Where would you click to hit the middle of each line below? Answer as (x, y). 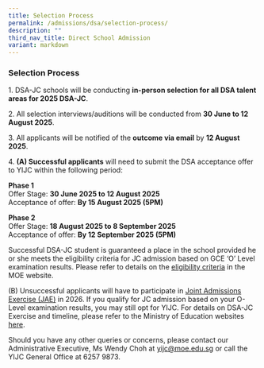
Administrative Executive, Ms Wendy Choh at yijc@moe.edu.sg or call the (128, 349)
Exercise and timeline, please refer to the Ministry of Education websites (126, 316)
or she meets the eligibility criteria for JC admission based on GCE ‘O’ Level (132, 258)
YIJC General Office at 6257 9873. (65, 357)
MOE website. (31, 276)
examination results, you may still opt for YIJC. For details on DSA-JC (140, 308)
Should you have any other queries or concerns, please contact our (119, 340)
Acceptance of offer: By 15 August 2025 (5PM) (86, 203)
